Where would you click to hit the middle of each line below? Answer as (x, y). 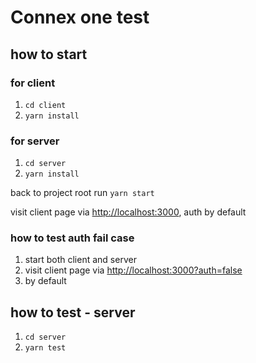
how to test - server (73, 312)
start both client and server (80, 260)
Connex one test (80, 17)
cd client (45, 105)
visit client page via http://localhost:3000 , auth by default (128, 212)
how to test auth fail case (72, 238)
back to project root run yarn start (82, 193)
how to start (49, 54)
